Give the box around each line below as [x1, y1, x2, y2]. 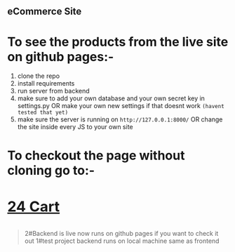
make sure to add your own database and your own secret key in [17, 94, 206, 102]
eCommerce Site [7, 6, 82, 18]
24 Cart [7, 197, 60, 216]
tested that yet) [17, 109, 69, 117]
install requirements [17, 79, 75, 88]
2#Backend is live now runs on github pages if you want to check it [24, 230, 219, 238]
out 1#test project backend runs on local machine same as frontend [24, 237, 220, 245]
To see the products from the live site [7, 34, 229, 50]
